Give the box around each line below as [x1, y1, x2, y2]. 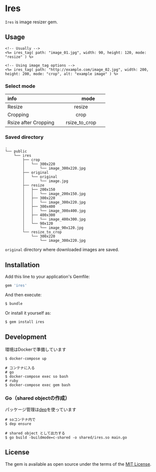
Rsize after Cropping [7, 119, 54, 126]
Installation [5, 261, 40, 269]
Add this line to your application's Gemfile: [5, 274, 90, 280]
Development [5, 333, 47, 341]
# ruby [5, 378, 18, 383]
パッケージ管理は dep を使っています [5, 406, 77, 412]
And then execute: [5, 292, 42, 298]
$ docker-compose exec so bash [5, 374, 69, 379]
